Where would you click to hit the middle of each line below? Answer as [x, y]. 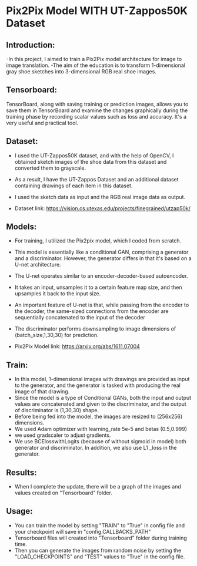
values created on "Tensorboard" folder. [64, 493]
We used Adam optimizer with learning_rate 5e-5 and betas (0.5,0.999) [101, 429]
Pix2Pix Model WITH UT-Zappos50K [97, 11]
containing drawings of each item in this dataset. [74, 186]
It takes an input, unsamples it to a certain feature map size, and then [98, 287]
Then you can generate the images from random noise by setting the [98, 550]
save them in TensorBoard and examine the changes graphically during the [97, 110]
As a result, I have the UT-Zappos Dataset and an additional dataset [96, 179]
